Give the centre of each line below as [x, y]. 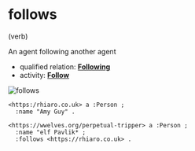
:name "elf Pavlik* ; [51, 132]
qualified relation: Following [65, 66]
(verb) [18, 36]
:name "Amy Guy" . [46, 112]
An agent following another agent [62, 51]
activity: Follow [44, 75]
